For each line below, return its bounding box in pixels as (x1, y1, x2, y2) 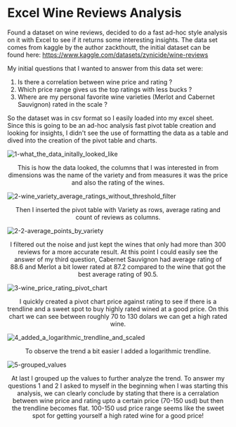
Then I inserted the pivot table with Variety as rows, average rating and (15, 205, 221, 213)
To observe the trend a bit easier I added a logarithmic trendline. (25, 346, 211, 355)
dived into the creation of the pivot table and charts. (7, 136, 158, 145)
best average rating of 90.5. (77, 270, 159, 278)
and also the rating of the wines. (71, 178, 165, 187)
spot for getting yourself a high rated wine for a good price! (32, 411, 204, 419)
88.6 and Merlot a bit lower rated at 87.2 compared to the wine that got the (10, 262, 226, 271)
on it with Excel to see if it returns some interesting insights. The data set (7, 35, 218, 44)
